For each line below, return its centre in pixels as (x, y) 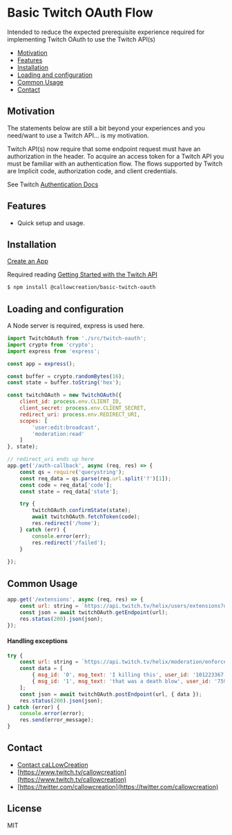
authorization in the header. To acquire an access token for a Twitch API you (116, 156)
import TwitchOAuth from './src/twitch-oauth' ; (77, 339)
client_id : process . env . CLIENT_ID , (71, 402)
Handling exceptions (37, 641)
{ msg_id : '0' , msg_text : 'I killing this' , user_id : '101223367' (129, 675)
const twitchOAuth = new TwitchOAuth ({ (65, 395)
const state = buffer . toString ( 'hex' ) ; (65, 383)
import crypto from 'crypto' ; (51, 344)
